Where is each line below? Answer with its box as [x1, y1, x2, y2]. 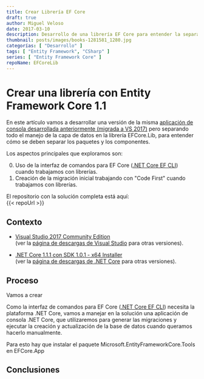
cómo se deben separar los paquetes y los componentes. [6, 138, 151, 146]
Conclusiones [6, 365, 60, 375]
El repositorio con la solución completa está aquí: [6, 193, 129, 200]
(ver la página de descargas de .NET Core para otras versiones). [15, 258, 177, 265]
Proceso [6, 275, 39, 285]
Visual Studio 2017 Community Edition [15, 233, 110, 241]
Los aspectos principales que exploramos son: [6, 150, 123, 157]
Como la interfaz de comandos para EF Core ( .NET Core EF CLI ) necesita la [6, 303, 195, 310]
